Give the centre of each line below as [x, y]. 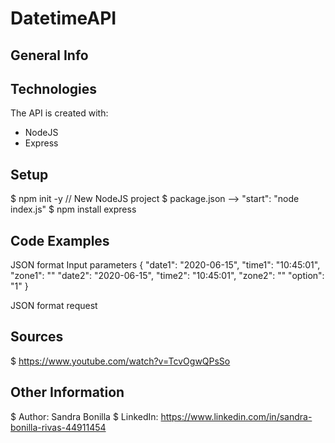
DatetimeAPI [63, 18]
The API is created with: [59, 113]
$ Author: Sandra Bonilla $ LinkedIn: [84, 416]
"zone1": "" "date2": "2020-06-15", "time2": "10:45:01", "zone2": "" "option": [167, 276]
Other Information [67, 392]
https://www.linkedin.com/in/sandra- [236, 416]
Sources [37, 337]
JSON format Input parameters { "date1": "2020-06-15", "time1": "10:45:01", [165, 265]
